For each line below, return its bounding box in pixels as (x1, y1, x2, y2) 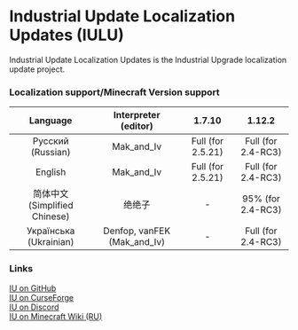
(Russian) (30, 146, 71, 159)
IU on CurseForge (9, 292, 74, 302)
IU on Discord (9, 302, 59, 312)
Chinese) (31, 210, 70, 223)
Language (29, 114, 73, 127)
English (35, 166, 67, 178)
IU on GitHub (9, 282, 57, 294)
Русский (32, 135, 69, 147)
